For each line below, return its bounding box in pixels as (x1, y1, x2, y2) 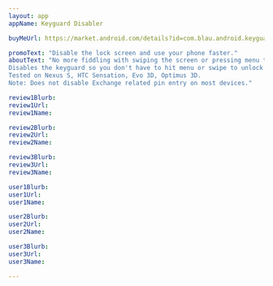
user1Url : (8, 190, 42, 199)
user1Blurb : (8, 183, 49, 191)
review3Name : (8, 168, 53, 176)
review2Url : (8, 131, 49, 139)
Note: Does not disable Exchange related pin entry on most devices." (8, 79, 253, 87)
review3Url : (8, 161, 49, 169)
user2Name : (8, 228, 45, 236)
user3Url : (8, 249, 42, 258)
